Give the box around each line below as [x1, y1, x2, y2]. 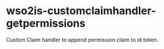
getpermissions [6, 17, 86, 30]
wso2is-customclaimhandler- [6, 4, 156, 18]
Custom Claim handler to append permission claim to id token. [6, 36, 159, 43]
